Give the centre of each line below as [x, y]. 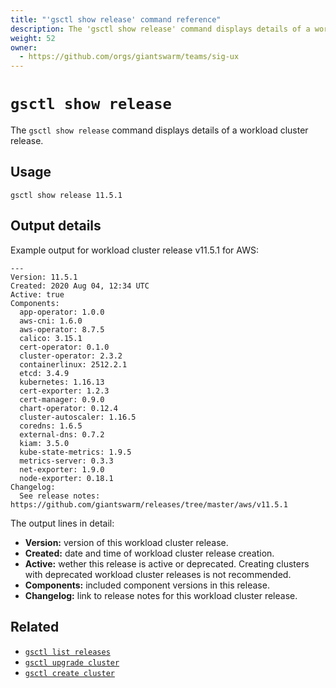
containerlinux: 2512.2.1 [73, 364]
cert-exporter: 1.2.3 [64, 391]
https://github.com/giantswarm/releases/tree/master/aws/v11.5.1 [149, 504]
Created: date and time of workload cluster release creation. [149, 553]
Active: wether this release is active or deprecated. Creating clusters [167, 563]
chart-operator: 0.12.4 [68, 408]
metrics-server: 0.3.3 [66, 461]
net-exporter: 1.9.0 [62, 469]
